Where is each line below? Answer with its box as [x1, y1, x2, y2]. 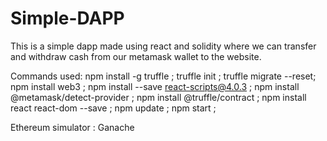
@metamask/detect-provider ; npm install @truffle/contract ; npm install [10, 91, 307, 103]
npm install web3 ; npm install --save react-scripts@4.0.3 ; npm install [10, 80, 300, 92]
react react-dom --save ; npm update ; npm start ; [10, 102, 217, 114]
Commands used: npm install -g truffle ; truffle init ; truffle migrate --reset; [10, 70, 317, 82]
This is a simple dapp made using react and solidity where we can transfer [10, 40, 317, 52]
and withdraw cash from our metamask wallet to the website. [10, 50, 262, 62]
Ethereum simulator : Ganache [10, 121, 135, 133]
